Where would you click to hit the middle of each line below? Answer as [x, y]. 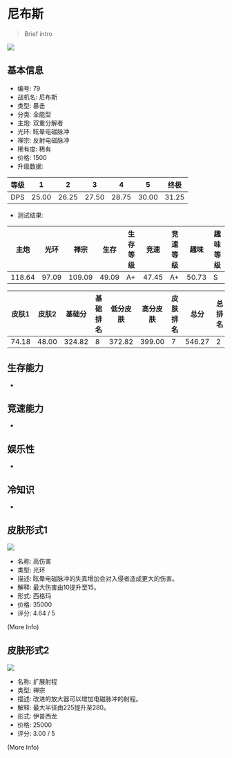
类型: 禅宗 [31, 690]
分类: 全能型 [34, 114]
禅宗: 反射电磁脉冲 [43, 140]
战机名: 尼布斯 [37, 97]
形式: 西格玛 [34, 595]
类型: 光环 [31, 570]
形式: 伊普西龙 [37, 716]
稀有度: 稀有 [34, 149]
